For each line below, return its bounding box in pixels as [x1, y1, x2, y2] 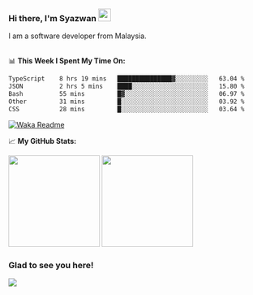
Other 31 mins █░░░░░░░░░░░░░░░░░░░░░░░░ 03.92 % [8, 98, 245, 106]
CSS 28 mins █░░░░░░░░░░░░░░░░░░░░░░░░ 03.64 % [8, 105, 245, 113]
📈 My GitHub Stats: [8, 136, 77, 145]
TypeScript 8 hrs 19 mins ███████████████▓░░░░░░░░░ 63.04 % [8, 75, 245, 83]
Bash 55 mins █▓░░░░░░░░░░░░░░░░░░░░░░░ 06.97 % [8, 90, 245, 98]
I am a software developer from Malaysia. [8, 31, 148, 41]
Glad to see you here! [8, 259, 94, 271]
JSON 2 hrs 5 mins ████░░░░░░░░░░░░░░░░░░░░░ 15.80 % [8, 82, 245, 91]
